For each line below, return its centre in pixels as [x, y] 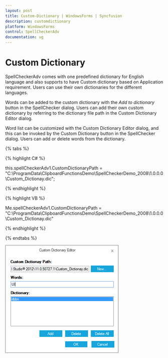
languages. [17, 93]
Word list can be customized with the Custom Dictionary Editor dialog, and [82, 128]
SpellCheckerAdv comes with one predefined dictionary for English [74, 76]
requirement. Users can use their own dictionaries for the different [73, 87]
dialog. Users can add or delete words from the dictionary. [65, 139]
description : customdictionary [38, 21]
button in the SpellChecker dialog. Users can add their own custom [74, 108]
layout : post [19, 11]
